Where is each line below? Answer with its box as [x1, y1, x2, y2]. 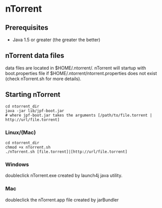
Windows [5, 161, 29, 168]
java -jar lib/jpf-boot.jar [5, 108, 65, 113]
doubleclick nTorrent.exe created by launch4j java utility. [5, 172, 123, 179]
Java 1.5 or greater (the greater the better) [12, 37, 100, 43]
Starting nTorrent [5, 90, 61, 99]
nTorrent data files [5, 51, 65, 60]
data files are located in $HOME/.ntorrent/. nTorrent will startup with [5, 64, 146, 71]
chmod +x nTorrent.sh [5, 145, 51, 150]
